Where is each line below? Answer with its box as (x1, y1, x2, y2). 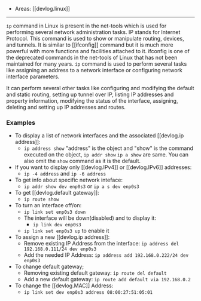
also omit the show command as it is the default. (23, 158, 141, 165)
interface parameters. (6, 73, 60, 80)
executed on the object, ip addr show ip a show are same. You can (23, 151, 189, 158)
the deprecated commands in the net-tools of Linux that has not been (6, 54, 178, 61)
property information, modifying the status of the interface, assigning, (6, 97, 178, 104)
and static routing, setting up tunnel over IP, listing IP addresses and (6, 91, 174, 98)
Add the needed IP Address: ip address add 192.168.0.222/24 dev (23, 251, 189, 259)
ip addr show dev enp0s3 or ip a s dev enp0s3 (23, 183, 139, 190)
